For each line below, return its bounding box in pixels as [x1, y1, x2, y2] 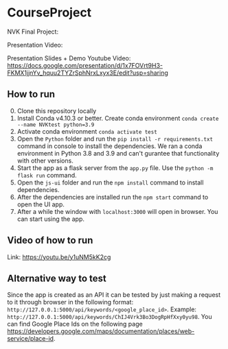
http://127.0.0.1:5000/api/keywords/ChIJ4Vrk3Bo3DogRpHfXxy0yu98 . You [7, 313, 212, 321]
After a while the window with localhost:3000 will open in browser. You [16, 207, 218, 215]
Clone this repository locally [16, 106, 97, 115]
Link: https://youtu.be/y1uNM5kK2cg [7, 252, 111, 261]
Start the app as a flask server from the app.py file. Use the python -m [16, 163, 214, 172]
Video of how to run [7, 234, 93, 246]
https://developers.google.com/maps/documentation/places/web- [7, 327, 195, 335]
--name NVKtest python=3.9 [16, 121, 95, 128]
